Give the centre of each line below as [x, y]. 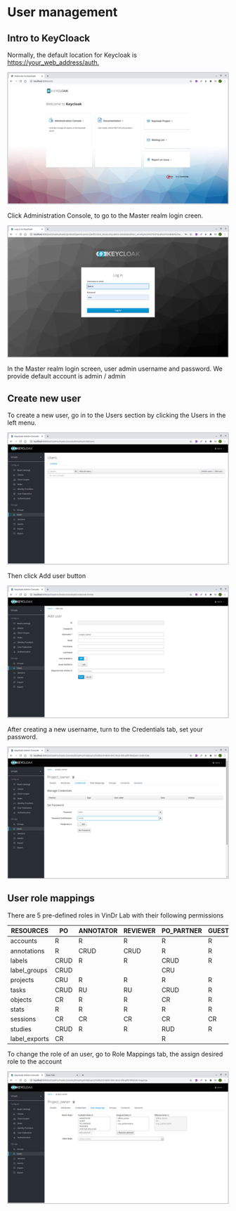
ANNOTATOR [98, 931]
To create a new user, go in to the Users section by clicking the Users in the [117, 416]
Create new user [44, 398]
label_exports [29, 1038]
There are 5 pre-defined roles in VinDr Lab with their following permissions [116, 915]
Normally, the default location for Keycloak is [72, 55]
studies [21, 1028]
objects [21, 999]
